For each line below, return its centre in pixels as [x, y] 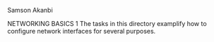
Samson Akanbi [30, 10]
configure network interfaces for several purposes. [82, 31]
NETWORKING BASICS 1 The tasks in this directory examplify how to [107, 23]
